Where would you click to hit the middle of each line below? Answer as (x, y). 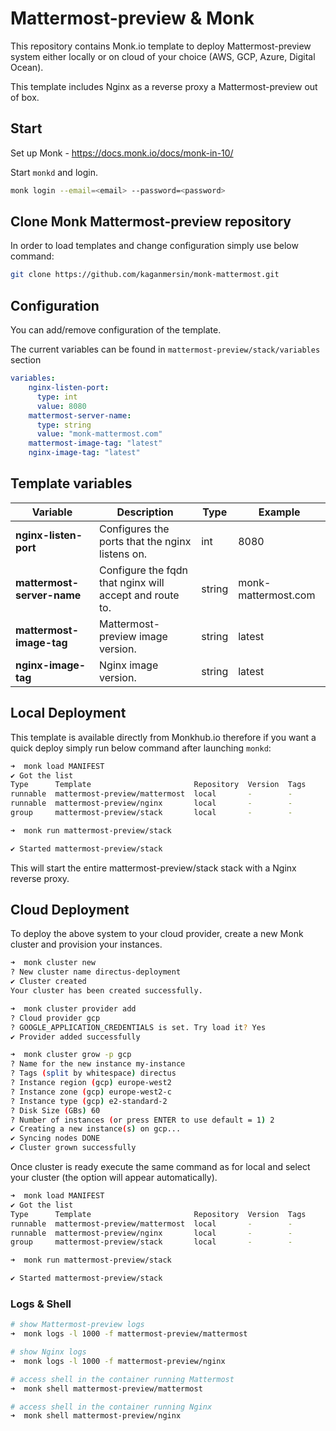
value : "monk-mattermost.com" (99, 434)
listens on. (123, 554)
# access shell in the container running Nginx (111, 1407)
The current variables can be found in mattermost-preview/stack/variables (165, 349)
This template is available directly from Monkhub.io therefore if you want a (163, 737)
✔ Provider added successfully (75, 1037)
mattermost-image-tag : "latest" (95, 443)
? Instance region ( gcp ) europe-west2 (91, 1083)
